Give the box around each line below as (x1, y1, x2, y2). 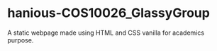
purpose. (7, 35, 34, 44)
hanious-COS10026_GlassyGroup (7, 5, 211, 21)
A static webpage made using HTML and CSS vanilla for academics (7, 28, 204, 37)
